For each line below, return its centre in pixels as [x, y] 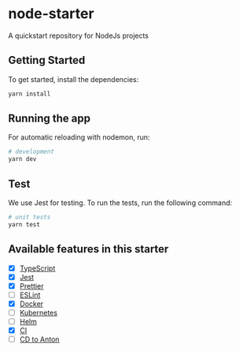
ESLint [30, 295]
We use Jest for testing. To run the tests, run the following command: [120, 203]
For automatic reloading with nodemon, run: [79, 137]
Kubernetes [38, 312]
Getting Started [47, 60]
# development [31, 152]
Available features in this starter [89, 249]
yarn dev [22, 159]
